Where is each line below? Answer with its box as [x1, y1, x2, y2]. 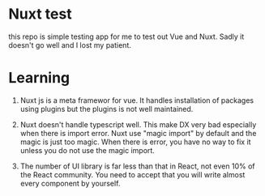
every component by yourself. [19, 178, 121, 188]
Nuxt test [8, 5, 72, 23]
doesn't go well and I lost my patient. [8, 40, 131, 49]
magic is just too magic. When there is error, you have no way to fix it [19, 137, 251, 147]
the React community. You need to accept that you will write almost [19, 169, 246, 179]
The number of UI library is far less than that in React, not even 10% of [19, 161, 255, 171]
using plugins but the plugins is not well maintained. [19, 104, 194, 113]
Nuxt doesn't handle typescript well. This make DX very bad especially [19, 119, 257, 130]
